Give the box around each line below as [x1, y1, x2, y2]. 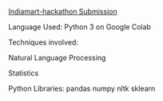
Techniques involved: [8, 37, 78, 47]
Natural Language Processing [8, 53, 106, 62]
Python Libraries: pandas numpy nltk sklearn [8, 84, 156, 93]
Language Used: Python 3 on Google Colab [8, 22, 152, 31]
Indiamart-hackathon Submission [8, 7, 117, 16]
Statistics [8, 68, 39, 78]
